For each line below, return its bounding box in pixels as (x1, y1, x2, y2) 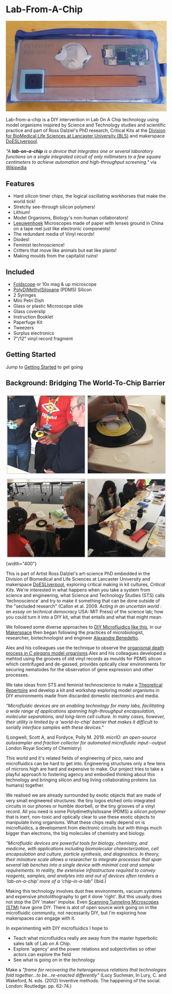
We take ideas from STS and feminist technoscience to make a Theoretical (6, 682, 163, 688)
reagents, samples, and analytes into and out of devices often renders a (6, 873, 159, 879)
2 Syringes (13, 292, 36, 298)
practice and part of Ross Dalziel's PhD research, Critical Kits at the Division (6, 127, 165, 134)
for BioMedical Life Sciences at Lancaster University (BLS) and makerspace (6, 133, 165, 139)
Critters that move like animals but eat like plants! (13, 247, 117, 254)
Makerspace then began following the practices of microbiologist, (6, 629, 144, 635)
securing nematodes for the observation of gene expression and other (6, 667, 154, 673)
